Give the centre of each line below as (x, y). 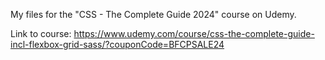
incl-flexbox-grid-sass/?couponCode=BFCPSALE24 (117, 44)
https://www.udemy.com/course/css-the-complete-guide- (194, 33)
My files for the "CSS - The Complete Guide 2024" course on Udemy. (153, 14)
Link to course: (41, 33)
